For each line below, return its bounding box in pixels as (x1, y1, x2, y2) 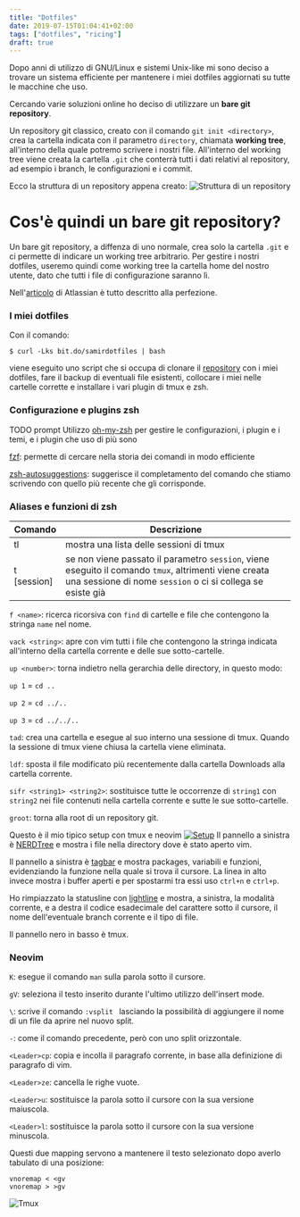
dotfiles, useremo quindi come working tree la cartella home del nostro (9, 261, 270, 271)
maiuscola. (9, 1104, 49, 1114)
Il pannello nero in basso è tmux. (9, 929, 129, 940)
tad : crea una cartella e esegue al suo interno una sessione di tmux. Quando (9, 732, 290, 743)
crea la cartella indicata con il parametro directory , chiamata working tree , (9, 135, 287, 146)
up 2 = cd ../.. (9, 697, 68, 708)
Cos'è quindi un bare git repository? (9, 212, 281, 232)
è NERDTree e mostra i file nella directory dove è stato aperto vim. (9, 839, 253, 850)
